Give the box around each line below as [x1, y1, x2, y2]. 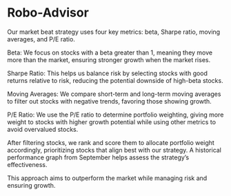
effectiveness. [7, 160, 48, 168]
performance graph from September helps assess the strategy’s [7, 153, 190, 161]
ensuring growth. [7, 181, 56, 189]
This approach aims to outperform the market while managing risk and [7, 174, 208, 182]
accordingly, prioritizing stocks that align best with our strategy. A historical [7, 146, 222, 154]
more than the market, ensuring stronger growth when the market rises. [7, 55, 211, 63]
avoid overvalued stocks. [7, 125, 79, 133]
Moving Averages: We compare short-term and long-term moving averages [7, 90, 221, 98]
